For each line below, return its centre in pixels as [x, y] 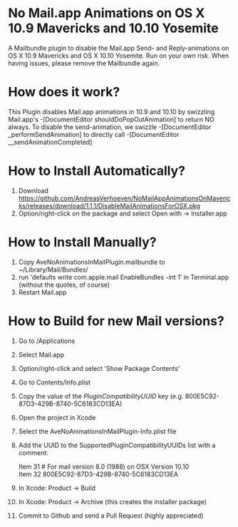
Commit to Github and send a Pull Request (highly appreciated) [111, 516]
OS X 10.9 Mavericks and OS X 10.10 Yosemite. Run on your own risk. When [119, 56]
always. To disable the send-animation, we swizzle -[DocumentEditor [110, 127]
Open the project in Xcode [57, 417]
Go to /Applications [47, 341]
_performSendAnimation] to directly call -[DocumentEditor [94, 134]
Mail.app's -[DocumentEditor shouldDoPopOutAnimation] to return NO [111, 119]
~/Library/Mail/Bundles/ [53, 270]
